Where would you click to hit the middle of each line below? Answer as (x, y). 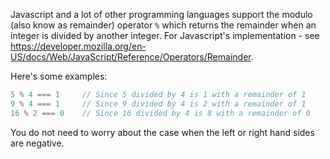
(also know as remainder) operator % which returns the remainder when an (163, 25)
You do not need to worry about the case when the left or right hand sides (162, 132)
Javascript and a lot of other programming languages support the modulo (161, 14)
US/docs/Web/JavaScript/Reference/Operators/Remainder (131, 57)
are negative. (37, 143)
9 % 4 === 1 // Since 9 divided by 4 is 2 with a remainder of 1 (158, 104)
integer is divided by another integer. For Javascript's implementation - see (165, 35)
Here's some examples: (59, 76)
